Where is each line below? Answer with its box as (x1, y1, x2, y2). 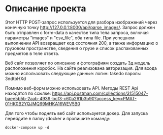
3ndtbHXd (5, 76, 26, 81)
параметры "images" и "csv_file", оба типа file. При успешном (5, 35, 135, 41)
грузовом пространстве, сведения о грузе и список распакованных (5, 45, 149, 51)
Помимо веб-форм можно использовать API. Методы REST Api (5, 85, 138, 91)
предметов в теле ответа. (5, 50, 60, 56)
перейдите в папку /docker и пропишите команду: (5, 115, 111, 121)
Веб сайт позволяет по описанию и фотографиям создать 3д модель (5, 60, 151, 66)
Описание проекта (5, 3, 86, 14)
